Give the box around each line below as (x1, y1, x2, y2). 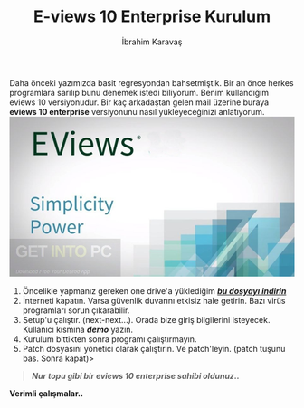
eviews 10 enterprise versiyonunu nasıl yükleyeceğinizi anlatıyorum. (9, 106, 265, 117)
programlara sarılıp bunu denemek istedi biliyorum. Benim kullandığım (9, 87, 270, 98)
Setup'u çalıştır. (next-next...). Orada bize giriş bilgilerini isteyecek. (22, 315, 271, 326)
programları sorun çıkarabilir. (22, 305, 130, 316)
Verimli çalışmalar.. (9, 388, 84, 399)
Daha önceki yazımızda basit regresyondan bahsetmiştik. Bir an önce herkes (9, 77, 294, 88)
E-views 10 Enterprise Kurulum (33, 6, 271, 27)
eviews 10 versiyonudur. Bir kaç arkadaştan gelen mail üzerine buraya (9, 97, 270, 108)
